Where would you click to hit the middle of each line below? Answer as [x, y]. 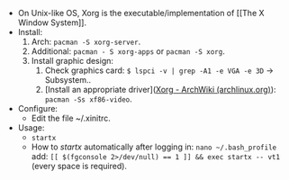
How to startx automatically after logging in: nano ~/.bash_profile [154, 147]
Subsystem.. [68, 80]
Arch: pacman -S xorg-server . [86, 41]
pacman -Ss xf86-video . [88, 99]
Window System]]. [52, 22]
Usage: [31, 128]
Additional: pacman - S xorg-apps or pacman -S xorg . [128, 51]
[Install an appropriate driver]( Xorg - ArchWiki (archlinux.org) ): [160, 90]
